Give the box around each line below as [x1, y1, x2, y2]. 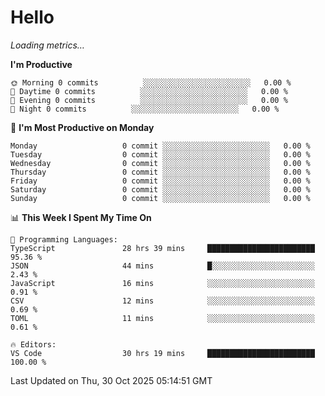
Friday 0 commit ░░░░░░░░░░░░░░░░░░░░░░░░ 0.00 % [10, 176, 311, 186]
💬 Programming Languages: [10, 234, 118, 245]
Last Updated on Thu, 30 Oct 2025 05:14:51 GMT [10, 374, 213, 386]
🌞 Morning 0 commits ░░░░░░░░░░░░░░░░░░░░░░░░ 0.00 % [10, 77, 292, 88]
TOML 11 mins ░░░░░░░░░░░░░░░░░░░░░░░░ [10, 313, 315, 323]
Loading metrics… [10, 39, 85, 51]
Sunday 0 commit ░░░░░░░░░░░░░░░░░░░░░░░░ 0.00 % [10, 193, 311, 203]
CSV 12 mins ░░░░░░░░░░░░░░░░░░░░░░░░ [10, 296, 315, 306]
